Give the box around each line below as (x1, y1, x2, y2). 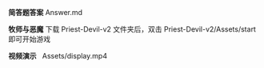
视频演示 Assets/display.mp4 (8, 51, 108, 60)
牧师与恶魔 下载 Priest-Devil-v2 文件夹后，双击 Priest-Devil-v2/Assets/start (8, 25, 256, 34)
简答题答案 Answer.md (8, 8, 82, 17)
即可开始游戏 (8, 35, 50, 43)
